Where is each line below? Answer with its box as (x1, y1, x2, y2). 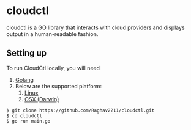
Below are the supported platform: (15, 82, 102, 90)
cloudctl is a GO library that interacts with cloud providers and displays (6, 24, 185, 31)
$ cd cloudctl (6, 112, 43, 119)
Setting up (6, 48, 47, 59)
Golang (15, 76, 34, 83)
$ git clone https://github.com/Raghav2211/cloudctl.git (6, 107, 155, 114)
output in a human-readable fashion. (6, 30, 99, 37)
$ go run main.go (6, 118, 51, 124)
